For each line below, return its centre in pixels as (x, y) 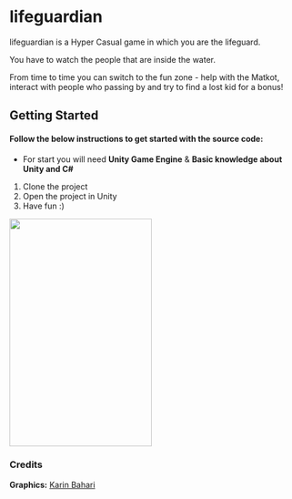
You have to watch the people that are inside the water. (113, 59)
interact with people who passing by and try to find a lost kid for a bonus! (146, 87)
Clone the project (55, 186)
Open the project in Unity (70, 196)
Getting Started (54, 116)
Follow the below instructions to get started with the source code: (136, 138)
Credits (26, 464)
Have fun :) (44, 206)
